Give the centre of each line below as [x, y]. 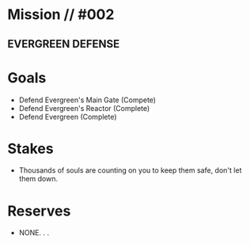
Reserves [39, 211]
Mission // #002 [61, 15]
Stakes [30, 149]
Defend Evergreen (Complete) [68, 116]
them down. [38, 179]
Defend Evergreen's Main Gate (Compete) [87, 100]
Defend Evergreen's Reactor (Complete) [84, 108]
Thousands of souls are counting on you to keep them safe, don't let [130, 170]
